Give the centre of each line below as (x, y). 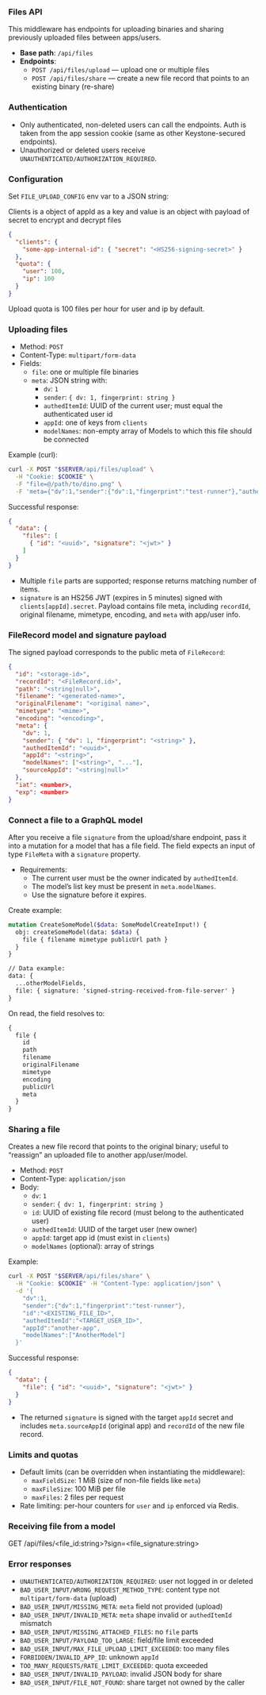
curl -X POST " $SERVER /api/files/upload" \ (81, 470)
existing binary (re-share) (73, 87)
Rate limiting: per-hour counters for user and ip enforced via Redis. (129, 1505)
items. (30, 589)
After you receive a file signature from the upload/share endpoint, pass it (127, 837)
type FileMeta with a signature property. (74, 854)
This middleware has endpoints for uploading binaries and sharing (116, 29)
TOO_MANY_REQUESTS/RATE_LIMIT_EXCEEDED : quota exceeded (114, 1666)
